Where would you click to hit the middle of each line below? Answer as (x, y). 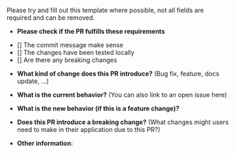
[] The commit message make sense (70, 45)
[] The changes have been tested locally (76, 53)
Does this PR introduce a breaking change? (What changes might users (123, 122)
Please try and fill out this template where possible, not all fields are (105, 10)
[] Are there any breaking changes (67, 60)
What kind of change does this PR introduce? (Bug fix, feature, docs (118, 74)
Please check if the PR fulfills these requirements (91, 31)
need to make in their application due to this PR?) (89, 129)
